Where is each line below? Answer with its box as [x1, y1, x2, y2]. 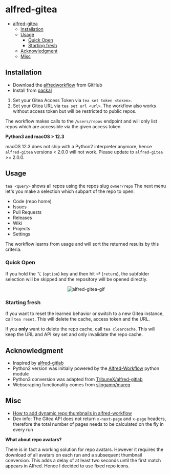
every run [12, 426, 33, 432]
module [12, 370, 29, 377]
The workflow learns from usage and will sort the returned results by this [5, 241, 159, 247]
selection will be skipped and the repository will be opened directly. [5, 276, 147, 282]
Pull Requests [12, 209, 42, 215]
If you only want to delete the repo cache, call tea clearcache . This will [5, 326, 156, 332]
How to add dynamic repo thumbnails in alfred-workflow [12, 410, 132, 416]
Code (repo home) [12, 198, 52, 204]
